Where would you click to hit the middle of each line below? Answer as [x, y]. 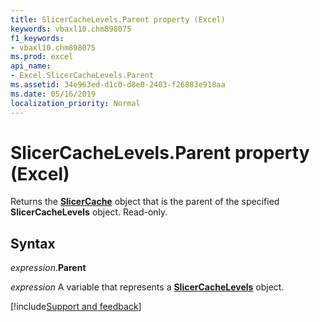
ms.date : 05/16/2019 [53, 94]
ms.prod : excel [42, 57]
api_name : [31, 66]
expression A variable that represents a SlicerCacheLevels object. [147, 287]
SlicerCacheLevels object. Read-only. [89, 212]
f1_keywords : [37, 38]
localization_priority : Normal [75, 103]
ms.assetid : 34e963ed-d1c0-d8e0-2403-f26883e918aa [118, 85]
